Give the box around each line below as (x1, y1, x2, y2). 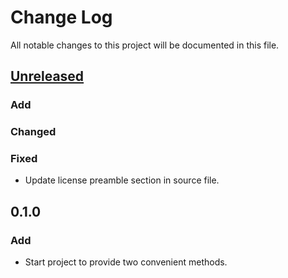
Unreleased (10, 68, 85, 85)
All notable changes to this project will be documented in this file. (10, 39, 280, 51)
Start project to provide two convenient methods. (24, 256, 228, 268)
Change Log (10, 6, 113, 29)
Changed (10, 125, 57, 139)
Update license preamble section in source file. (24, 174, 220, 186)
